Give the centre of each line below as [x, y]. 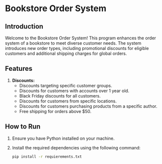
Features [19, 69]
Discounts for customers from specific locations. [68, 101]
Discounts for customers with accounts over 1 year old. [74, 91]
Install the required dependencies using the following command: [76, 148]
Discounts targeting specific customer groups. [66, 85]
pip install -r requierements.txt [47, 156]
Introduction [24, 26]
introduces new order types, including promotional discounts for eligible [77, 48]
